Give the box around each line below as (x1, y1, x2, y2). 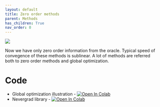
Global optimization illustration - (12, 91, 76, 97)
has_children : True (5, 20, 45, 26)
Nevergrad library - (12, 96, 51, 102)
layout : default (5, 7, 38, 12)
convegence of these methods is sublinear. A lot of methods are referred (5, 53, 150, 59)
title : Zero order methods (5, 12, 60, 17)
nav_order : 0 (5, 25, 32, 30)
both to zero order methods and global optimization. (5, 58, 109, 64)
